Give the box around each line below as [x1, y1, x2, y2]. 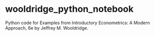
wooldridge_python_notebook [5, 3, 134, 15]
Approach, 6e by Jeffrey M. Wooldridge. [5, 25, 89, 31]
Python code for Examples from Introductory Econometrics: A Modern [5, 20, 150, 26]
